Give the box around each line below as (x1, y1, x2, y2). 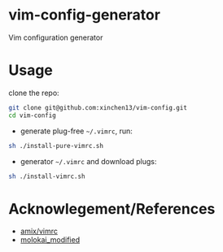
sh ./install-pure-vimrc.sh (8, 141, 104, 150)
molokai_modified (20, 235, 80, 245)
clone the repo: (8, 88, 59, 98)
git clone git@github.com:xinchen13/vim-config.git (8, 103, 187, 111)
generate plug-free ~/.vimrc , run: (20, 126, 133, 136)
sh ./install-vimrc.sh (8, 172, 85, 180)
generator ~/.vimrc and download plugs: (20, 156, 157, 166)
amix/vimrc (20, 226, 59, 237)
